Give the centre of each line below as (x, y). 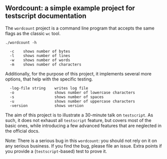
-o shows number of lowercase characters (72, 92)
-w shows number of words (40, 60)
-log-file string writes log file (49, 88)
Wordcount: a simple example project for (70, 8)
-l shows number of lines (40, 55)
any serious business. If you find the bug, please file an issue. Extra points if (83, 146)
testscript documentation (46, 16)
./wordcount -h (21, 42)
